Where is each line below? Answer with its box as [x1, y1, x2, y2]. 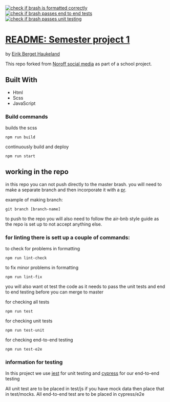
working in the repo [5, 168, 69, 176]
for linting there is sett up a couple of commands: [5, 234, 131, 241]
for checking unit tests [5, 318, 53, 324]
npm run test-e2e [5, 347, 42, 352]
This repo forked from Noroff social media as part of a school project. [5, 61, 152, 67]
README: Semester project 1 [5, 34, 130, 46]
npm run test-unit [5, 328, 45, 333]
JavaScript [12, 100, 36, 106]
